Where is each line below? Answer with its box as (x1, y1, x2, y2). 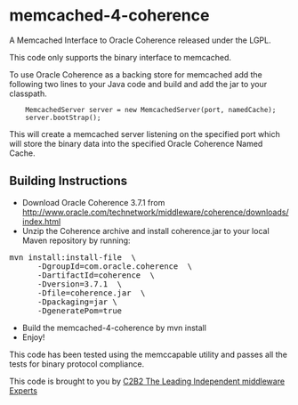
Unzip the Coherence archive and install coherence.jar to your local (21, 225, 270, 236)
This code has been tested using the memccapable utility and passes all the (9, 349, 287, 360)
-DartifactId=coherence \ (36, 270, 156, 280)
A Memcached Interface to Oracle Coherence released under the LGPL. (9, 35, 271, 45)
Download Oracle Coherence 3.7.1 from (21, 197, 165, 207)
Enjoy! (21, 331, 45, 343)
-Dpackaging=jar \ (36, 296, 117, 307)
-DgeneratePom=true (36, 305, 123, 316)
